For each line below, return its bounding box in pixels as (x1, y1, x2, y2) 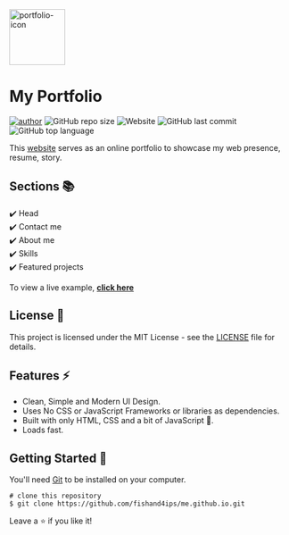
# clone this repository (9, 491, 102, 501)
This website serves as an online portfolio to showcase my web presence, (9, 142, 281, 153)
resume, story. (9, 152, 62, 163)
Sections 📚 (9, 179, 75, 195)
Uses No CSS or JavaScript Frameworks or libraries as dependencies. (21, 405, 280, 416)
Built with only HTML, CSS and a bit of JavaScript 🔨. (21, 415, 214, 426)
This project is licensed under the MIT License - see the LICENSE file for (9, 331, 275, 342)
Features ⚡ (9, 368, 70, 383)
